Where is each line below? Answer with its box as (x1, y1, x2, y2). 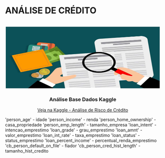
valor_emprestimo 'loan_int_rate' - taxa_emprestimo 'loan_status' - (5, 132, 140, 138)
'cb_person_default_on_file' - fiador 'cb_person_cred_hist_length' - (5, 143, 141, 149)
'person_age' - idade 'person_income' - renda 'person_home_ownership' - (5, 117, 156, 123)
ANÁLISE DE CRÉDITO (5, 5, 97, 16)
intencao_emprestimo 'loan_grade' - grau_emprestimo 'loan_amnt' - (5, 127, 143, 133)
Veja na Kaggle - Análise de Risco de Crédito (37, 107, 129, 113)
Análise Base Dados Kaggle (49, 96, 117, 103)
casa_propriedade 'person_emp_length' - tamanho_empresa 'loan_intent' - (5, 122, 157, 128)
